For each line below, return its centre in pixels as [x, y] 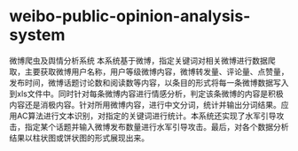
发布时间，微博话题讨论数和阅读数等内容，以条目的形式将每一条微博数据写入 [149, 82]
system [37, 35]
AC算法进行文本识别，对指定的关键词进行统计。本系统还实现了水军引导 [146, 116]
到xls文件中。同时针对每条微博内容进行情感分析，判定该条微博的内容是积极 [146, 94]
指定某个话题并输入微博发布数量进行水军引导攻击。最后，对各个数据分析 [157, 126]
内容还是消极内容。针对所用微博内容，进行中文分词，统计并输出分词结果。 [145, 104]
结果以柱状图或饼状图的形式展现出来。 [79, 138]
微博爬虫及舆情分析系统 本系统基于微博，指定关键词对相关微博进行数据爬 [142, 60]
